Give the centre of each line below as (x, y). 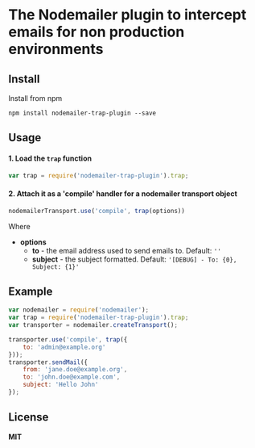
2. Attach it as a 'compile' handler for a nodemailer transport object (123, 194)
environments (56, 49)
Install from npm (35, 98)
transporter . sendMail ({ (48, 362)
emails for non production (97, 32)
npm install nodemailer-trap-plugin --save (82, 113)
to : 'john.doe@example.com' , (72, 377)
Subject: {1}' (56, 267)
